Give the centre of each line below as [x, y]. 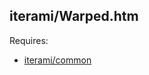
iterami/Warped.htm [74, 16]
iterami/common [57, 60]
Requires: [29, 40]
